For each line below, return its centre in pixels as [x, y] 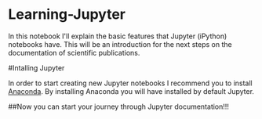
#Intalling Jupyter [36, 67]
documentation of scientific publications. [74, 52]
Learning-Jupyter [67, 14]
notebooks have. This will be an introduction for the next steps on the [120, 44]
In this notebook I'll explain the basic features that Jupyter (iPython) [118, 36]
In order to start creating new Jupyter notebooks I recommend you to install [130, 83]
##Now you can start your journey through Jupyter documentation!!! [119, 106]
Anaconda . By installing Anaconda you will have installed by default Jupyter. [131, 91]
